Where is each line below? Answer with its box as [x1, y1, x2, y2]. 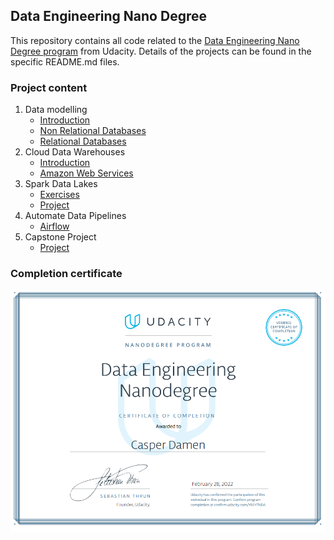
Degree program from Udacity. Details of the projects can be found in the [10, 45, 312, 57]
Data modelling [24, 104, 88, 116]
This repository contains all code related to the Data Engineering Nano [10, 34, 300, 46]
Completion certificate [10, 267, 123, 281]
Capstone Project [24, 231, 97, 243]
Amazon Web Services [39, 167, 134, 179]
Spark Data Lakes [24, 178, 98, 190]
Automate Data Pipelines [24, 210, 127, 222]
